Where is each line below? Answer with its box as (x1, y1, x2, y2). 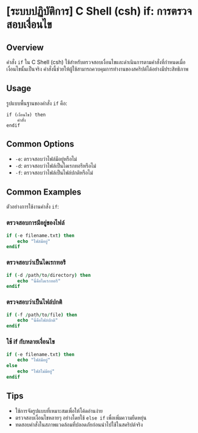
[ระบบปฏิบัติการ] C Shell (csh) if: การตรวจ (6, 4, 193, 18)
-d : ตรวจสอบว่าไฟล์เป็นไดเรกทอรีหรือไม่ (15, 162, 96, 169)
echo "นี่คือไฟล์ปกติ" (17, 317, 58, 324)
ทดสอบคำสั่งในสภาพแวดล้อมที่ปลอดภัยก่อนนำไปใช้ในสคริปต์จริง (15, 421, 143, 428)
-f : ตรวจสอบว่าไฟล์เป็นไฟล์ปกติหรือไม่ (15, 169, 93, 176)
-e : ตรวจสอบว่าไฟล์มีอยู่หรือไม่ (15, 155, 77, 162)
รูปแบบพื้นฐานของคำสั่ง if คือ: (6, 99, 68, 107)
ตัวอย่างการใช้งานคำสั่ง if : (6, 203, 60, 210)
